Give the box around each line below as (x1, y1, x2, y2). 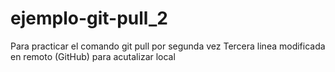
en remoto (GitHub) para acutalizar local (10, 50, 176, 62)
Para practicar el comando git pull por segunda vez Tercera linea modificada (10, 40, 326, 52)
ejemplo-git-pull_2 (10, 7, 168, 30)
